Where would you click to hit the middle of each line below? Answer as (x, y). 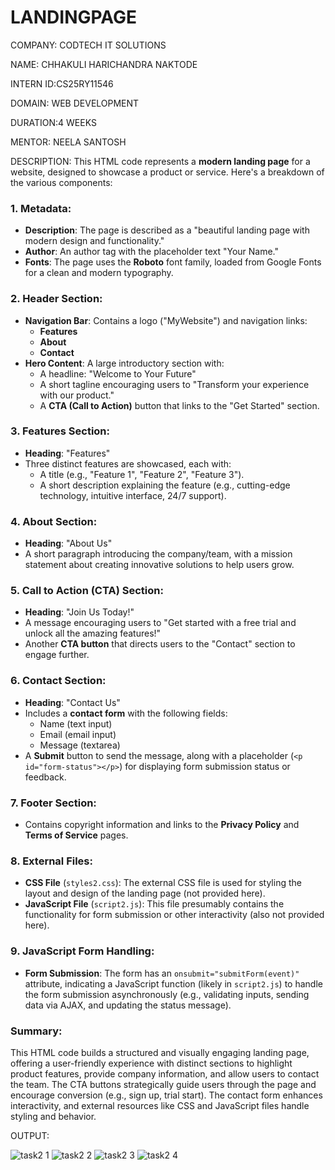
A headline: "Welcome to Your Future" (118, 373)
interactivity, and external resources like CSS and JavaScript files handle (160, 1105)
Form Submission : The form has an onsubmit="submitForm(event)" (162, 973)
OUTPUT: (30, 1135)
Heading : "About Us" (68, 543)
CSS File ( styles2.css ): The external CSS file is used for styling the (163, 883)
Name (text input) (76, 723)
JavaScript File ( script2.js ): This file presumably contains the (154, 904)
